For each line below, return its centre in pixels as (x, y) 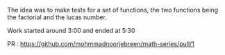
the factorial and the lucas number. (57, 17)
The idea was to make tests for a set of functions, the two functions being (113, 10)
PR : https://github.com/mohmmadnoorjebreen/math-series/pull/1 (101, 44)
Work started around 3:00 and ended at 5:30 (71, 31)
